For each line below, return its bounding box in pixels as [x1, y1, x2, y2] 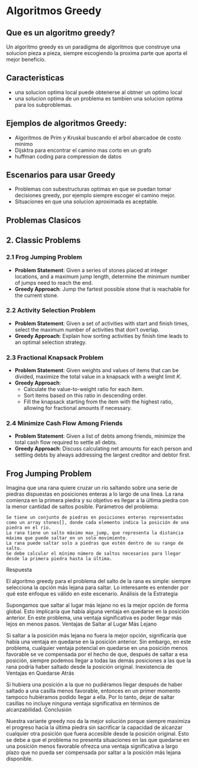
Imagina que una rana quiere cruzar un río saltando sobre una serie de [6, 484, 178, 492]
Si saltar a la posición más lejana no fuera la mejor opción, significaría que [6, 632, 187, 639]
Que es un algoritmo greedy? [6, 28, 115, 38]
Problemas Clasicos [6, 215, 81, 225]
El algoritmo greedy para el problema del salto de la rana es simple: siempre [6, 578, 191, 585]
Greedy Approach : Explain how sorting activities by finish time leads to [14, 332, 189, 339]
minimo [14, 140, 33, 147]
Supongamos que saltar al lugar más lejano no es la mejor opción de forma [6, 601, 189, 609]
